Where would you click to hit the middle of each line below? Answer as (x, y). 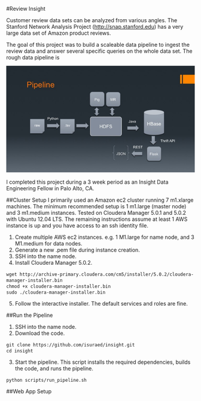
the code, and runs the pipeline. (54, 368)
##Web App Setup (29, 391)
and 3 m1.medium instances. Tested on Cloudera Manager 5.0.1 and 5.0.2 (96, 213)
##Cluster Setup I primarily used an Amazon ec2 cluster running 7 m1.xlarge (100, 200)
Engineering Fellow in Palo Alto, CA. (50, 188)
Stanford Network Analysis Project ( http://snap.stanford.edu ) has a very (95, 27)
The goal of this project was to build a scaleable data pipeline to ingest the (98, 45)
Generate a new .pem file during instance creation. (77, 250)
